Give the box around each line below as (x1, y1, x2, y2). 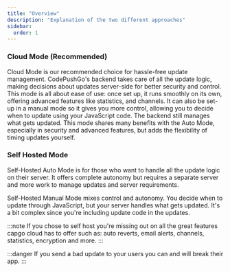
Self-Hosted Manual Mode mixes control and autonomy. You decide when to (7, 194, 223, 202)
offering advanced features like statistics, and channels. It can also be (7, 97, 205, 105)
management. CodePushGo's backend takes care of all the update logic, (7, 75, 212, 83)
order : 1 (13, 29, 38, 36)
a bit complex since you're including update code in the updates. (7, 208, 190, 216)
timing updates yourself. (7, 133, 76, 141)
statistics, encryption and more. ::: (7, 236, 104, 245)
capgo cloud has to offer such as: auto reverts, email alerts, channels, (7, 229, 205, 237)
